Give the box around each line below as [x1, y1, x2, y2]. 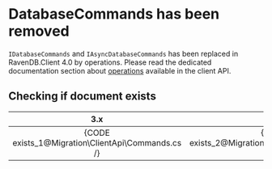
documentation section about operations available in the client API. [8, 65, 232, 75]
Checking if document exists [8, 90, 156, 104]
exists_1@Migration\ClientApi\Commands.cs [12, 137, 182, 148]
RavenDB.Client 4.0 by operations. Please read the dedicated [8, 57, 212, 67]
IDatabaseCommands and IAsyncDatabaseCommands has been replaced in [8, 49, 239, 58]
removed [8, 22, 70, 40]
